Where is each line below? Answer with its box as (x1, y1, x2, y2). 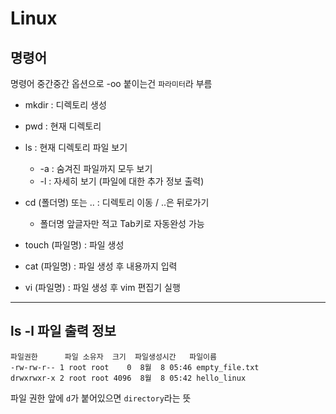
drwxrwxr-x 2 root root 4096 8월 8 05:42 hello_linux (10, 373, 247, 383)
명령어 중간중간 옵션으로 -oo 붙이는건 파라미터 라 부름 (10, 78, 213, 89)
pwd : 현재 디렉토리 (24, 120, 102, 132)
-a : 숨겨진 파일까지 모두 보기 (39, 163, 153, 174)
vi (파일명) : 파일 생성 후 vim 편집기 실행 (24, 282, 181, 293)
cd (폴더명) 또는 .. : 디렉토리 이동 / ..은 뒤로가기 (24, 197, 210, 208)
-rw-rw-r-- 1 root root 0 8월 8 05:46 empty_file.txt (10, 362, 260, 372)
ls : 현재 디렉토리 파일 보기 (24, 142, 128, 153)
